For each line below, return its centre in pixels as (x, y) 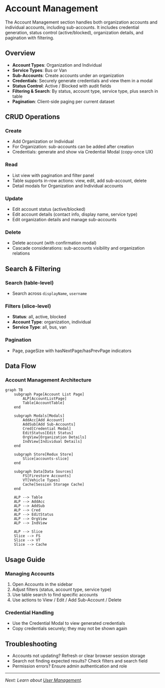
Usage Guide (25, 560)
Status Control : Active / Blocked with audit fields (62, 86)
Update (14, 198)
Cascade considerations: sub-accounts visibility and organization (78, 248)
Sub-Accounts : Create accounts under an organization (68, 75)
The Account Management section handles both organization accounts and (81, 22)
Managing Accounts (30, 573)
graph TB (14, 390)
